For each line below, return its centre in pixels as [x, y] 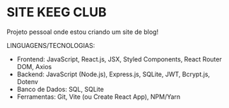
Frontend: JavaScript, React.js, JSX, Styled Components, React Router [119, 59]
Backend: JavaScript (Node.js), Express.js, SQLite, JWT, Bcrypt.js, [113, 74]
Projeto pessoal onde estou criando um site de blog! [83, 32]
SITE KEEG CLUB [57, 12]
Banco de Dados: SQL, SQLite [60, 89]
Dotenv [27, 81]
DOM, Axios [34, 66]
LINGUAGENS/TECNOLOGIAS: [51, 45]
